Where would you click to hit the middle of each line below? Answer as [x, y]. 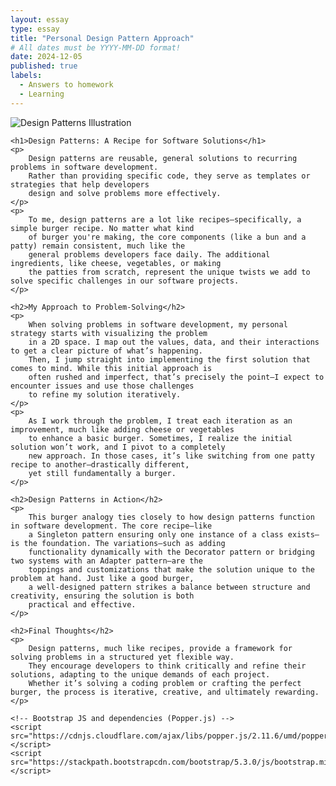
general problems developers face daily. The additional [149, 254]
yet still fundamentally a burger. [102, 473]
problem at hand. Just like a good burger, [102, 578]
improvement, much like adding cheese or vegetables [122, 429]
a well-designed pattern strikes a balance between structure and [169, 587]
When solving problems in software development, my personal [158, 324]
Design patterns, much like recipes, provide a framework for [160, 648]
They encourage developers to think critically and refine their [167, 666]
